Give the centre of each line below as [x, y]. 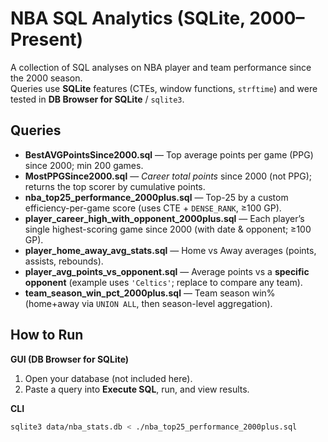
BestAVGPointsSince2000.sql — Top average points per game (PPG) [169, 154]
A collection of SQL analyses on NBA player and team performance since [161, 67]
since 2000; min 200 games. [84, 165]
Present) [47, 39]
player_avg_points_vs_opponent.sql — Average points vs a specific [167, 271]
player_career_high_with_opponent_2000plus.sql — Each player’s [164, 218]
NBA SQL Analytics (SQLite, [128, 18]
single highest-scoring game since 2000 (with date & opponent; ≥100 [168, 229]
